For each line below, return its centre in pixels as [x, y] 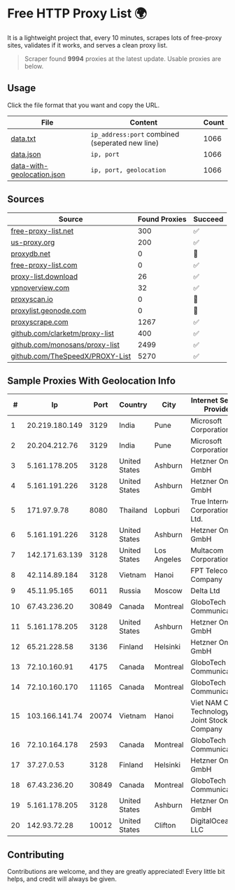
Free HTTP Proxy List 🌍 [77, 14]
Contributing [36, 855]
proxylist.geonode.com [49, 310]
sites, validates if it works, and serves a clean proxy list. [87, 45]
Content [144, 122]
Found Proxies [162, 219]
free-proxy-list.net [42, 230]
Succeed [208, 219]
